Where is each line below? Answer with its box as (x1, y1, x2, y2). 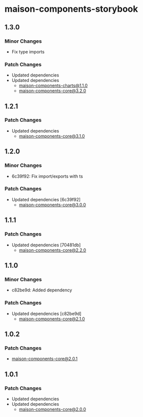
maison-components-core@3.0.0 (19, 202, 86, 208)
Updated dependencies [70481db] (11, 242, 81, 248)
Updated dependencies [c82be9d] (11, 311, 82, 316)
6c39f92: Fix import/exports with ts (11, 173, 83, 179)
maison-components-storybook (4, 3, 139, 15)
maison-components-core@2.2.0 (19, 247, 86, 253)
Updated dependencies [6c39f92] (11, 196, 81, 202)
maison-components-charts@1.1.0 (19, 82, 88, 89)
